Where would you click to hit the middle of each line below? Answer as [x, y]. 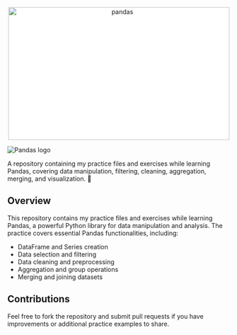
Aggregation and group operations [68, 269]
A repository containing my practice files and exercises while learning [109, 164]
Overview [29, 201]
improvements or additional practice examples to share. [88, 324]
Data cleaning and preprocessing [66, 261]
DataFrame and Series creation [63, 246]
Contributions [39, 299]
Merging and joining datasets [60, 277]
